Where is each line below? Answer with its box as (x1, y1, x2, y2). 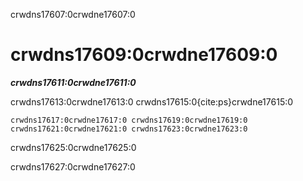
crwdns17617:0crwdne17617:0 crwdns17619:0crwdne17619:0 (10, 115, 248, 125)
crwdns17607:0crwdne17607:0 (10, 9, 136, 20)
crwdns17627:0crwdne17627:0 (10, 160, 136, 173)
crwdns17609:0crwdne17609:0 (10, 44, 278, 66)
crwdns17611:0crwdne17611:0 (10, 76, 137, 88)
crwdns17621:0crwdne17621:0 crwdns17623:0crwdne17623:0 (10, 124, 248, 134)
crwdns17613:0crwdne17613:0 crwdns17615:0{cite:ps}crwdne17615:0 (10, 95, 294, 108)
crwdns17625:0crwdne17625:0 (10, 141, 137, 153)
